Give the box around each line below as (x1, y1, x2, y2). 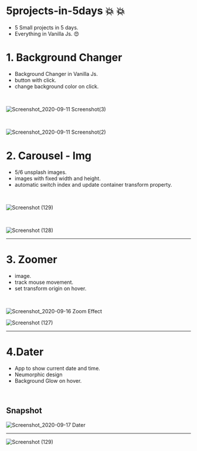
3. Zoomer (6, 253, 57, 266)
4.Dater (6, 345, 44, 359)
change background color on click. (14, 82, 99, 89)
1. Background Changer (6, 51, 123, 64)
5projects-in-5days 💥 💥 (6, 4, 125, 18)
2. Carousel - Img (6, 149, 92, 163)
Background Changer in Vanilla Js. (14, 70, 98, 77)
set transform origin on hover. (14, 284, 87, 292)
